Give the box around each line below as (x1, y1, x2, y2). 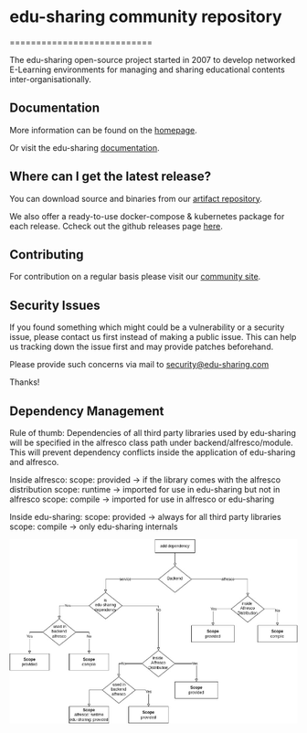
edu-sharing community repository (9, 6, 282, 27)
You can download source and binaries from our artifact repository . (9, 193, 263, 204)
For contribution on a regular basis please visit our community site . (9, 271, 261, 282)
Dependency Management (9, 403, 164, 419)
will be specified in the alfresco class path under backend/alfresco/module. (9, 437, 294, 448)
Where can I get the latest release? (9, 169, 212, 185)
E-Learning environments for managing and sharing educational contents (9, 64, 285, 75)
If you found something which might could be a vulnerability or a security (9, 322, 285, 333)
